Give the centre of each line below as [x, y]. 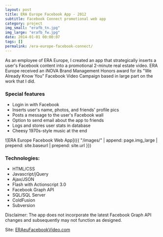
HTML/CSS [23, 169]
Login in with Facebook [36, 104]
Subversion [23, 206]
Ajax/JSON [23, 179]
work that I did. [20, 81]
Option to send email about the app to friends [58, 120]
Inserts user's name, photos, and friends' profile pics [65, 110]
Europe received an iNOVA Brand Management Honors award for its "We [78, 71]
